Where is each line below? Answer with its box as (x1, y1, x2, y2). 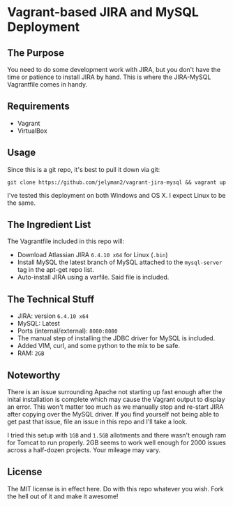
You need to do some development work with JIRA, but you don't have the (7, 66, 221, 73)
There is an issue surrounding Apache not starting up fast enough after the (7, 388, 223, 396)
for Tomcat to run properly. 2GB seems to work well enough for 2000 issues (7, 438, 227, 447)
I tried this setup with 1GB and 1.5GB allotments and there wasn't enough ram (7, 431, 227, 440)
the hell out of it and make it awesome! (7, 492, 119, 500)
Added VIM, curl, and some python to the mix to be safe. (17, 342, 180, 350)
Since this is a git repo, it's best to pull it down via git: (7, 165, 160, 173)
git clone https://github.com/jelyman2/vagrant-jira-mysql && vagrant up (7, 179, 227, 186)
